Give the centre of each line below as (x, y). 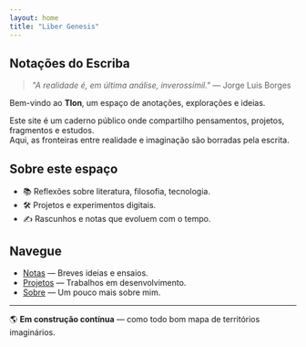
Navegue (36, 251)
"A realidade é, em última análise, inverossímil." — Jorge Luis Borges (161, 85)
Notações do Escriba (70, 63)
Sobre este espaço (64, 168)
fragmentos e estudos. (52, 131)
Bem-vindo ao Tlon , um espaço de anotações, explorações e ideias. (138, 103)
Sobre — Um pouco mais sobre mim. (92, 292)
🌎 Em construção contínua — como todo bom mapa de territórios (135, 319)
